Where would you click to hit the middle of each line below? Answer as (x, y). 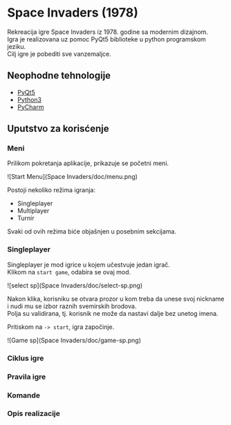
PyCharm (30, 107)
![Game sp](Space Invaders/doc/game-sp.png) (74, 340)
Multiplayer (33, 211)
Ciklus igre (26, 358)
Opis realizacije (34, 414)
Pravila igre (27, 377)
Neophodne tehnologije (59, 76)
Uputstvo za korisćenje (58, 129)
